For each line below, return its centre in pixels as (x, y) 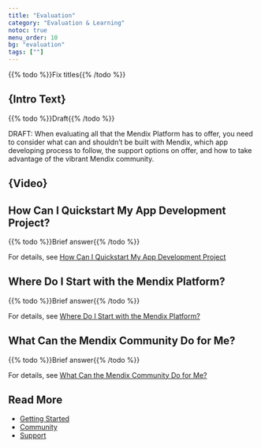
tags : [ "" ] (26, 52)
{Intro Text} (37, 99)
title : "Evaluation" (42, 15)
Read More (35, 400)
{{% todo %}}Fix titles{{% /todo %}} (67, 75)
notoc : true (28, 30)
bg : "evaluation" (37, 45)
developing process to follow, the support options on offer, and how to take (130, 150)
